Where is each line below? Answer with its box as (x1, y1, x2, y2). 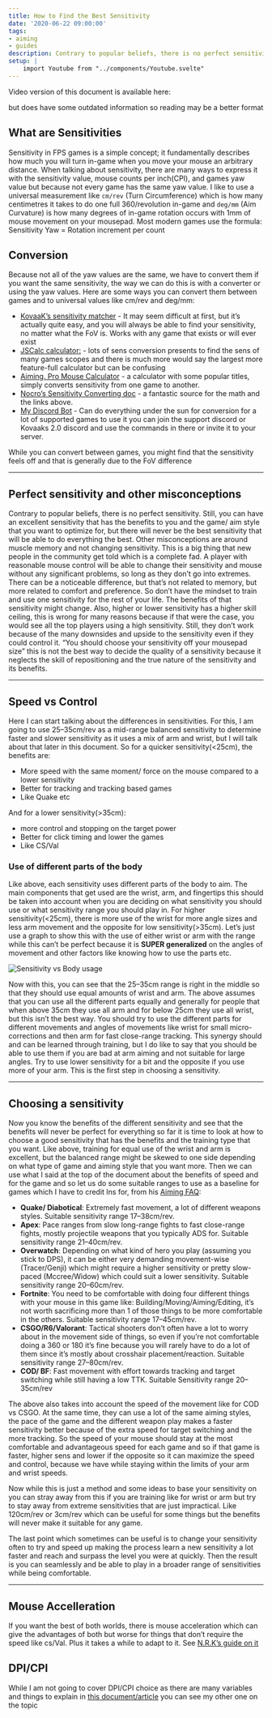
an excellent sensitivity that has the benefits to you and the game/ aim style (8, 518, 261, 527)
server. (19, 432, 45, 441)
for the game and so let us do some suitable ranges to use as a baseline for (8, 1179, 260, 1188)
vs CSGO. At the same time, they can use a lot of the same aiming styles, (8, 1408, 252, 1417)
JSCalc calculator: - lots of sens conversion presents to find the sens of (19, 346, 260, 356)
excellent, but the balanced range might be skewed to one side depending (8, 1153, 257, 1162)
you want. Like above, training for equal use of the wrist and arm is (8, 1144, 231, 1154)
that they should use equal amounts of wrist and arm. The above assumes (8, 988, 256, 998)
